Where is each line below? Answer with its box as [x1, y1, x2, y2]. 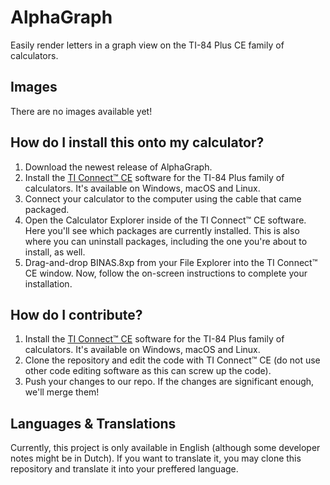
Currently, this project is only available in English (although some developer [10, 442, 321, 454]
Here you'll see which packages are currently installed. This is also [24, 224, 300, 236]
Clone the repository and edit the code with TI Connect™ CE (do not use [24, 354, 321, 366]
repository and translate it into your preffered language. [10, 463, 239, 475]
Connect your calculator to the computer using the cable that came [24, 192, 302, 205]
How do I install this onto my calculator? [10, 134, 265, 151]
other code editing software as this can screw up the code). [24, 365, 272, 377]
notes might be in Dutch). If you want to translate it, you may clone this [10, 452, 302, 465]
